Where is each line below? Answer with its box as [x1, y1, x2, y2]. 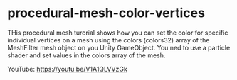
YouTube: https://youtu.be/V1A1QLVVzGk [7, 64, 128, 73]
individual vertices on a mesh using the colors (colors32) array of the [7, 35, 210, 44]
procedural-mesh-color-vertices [7, 5, 205, 21]
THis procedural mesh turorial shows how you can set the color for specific [7, 28, 228, 37]
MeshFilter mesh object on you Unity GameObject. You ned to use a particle [7, 43, 231, 52]
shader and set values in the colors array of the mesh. [7, 51, 166, 59]
